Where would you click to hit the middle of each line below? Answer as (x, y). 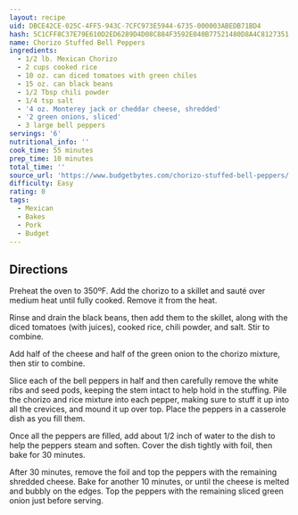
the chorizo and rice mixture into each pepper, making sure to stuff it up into (149, 400)
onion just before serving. (57, 501)
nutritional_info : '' (50, 142)
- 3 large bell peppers (61, 126)
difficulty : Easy (41, 184)
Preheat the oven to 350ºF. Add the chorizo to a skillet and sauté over (137, 291)
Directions (39, 269)
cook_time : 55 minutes (51, 150)
